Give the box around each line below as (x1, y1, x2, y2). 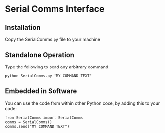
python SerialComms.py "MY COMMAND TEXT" (5, 73, 92, 78)
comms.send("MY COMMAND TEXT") (5, 124, 70, 129)
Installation (5, 23, 41, 32)
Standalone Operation (5, 51, 75, 59)
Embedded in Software (5, 87, 77, 95)
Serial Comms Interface (5, 3, 105, 15)
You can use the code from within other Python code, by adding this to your (5, 100, 160, 106)
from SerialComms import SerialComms (5, 115, 83, 120)
